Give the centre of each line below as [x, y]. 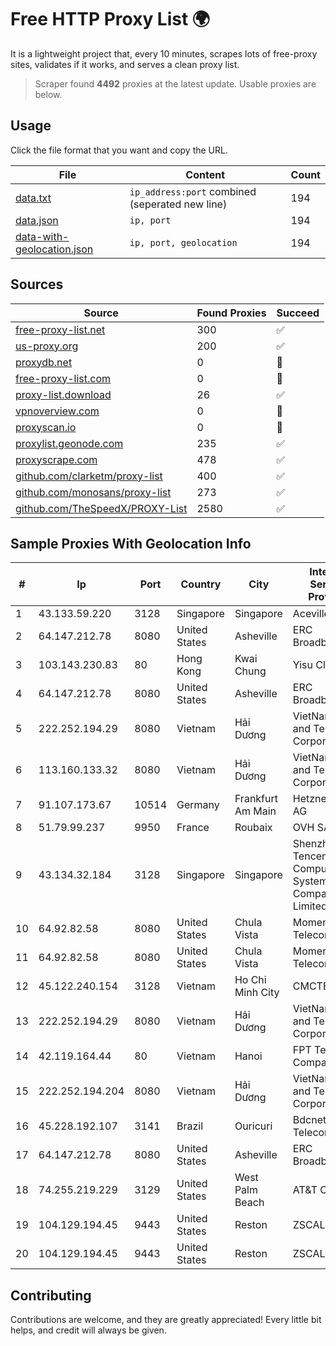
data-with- [42, 236]
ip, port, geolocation [183, 242]
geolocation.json [54, 249]
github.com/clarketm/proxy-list [89, 476]
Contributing [51, 1295]
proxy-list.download [63, 394]
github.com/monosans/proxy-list [93, 492]
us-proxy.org [47, 346]
